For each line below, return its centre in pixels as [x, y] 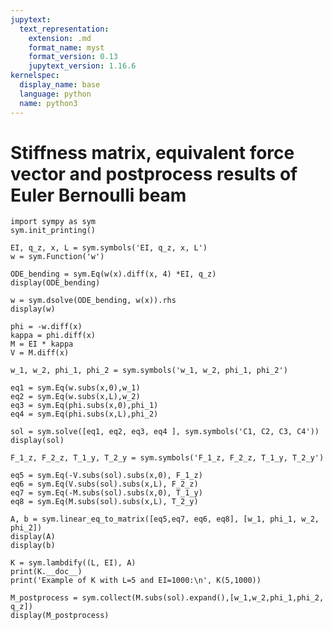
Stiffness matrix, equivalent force [152, 152]
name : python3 [48, 103]
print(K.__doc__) [46, 572]
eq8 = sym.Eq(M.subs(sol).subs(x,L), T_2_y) [104, 502]
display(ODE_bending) [55, 283]
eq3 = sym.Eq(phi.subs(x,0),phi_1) [84, 406]
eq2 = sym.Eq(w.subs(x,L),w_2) [75, 397]
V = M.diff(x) [40, 353]
